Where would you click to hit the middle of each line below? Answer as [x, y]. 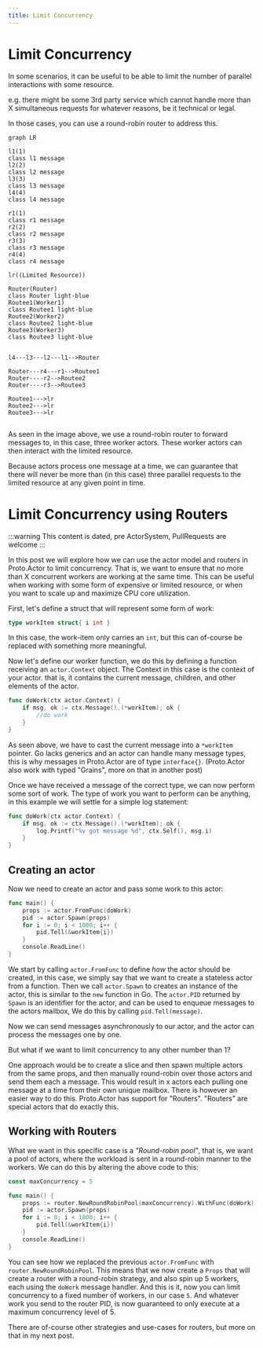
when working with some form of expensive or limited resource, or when [126, 584]
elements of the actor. [44, 686]
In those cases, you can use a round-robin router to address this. [113, 123]
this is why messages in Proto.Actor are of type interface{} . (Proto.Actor [127, 761]
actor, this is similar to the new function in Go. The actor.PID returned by [124, 994]
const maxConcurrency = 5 [50, 1181]
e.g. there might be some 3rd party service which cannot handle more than [130, 100]
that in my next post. [41, 1335]
